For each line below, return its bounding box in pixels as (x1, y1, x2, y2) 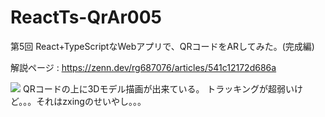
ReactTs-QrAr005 (10, 6, 162, 29)
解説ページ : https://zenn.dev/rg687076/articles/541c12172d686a (10, 61, 277, 73)
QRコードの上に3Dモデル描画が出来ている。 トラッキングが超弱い (22, 82, 295, 95)
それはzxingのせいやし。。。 (36, 95, 147, 107)
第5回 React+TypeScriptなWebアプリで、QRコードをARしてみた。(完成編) (10, 40, 315, 52)
